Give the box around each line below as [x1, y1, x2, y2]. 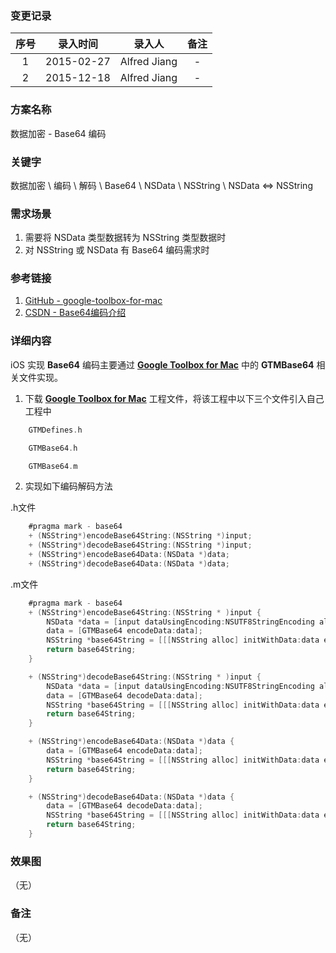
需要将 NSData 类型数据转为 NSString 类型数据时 [24, 232, 227, 244]
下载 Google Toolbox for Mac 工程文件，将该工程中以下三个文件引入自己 [24, 392, 325, 404]
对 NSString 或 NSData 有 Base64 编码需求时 [24, 244, 210, 256]
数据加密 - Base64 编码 [10, 127, 107, 139]
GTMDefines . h [28, 425, 83, 435]
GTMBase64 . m [28, 461, 78, 471]
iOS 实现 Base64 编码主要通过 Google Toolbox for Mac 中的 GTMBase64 [10, 358, 315, 371]
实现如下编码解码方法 [24, 480, 113, 492]
